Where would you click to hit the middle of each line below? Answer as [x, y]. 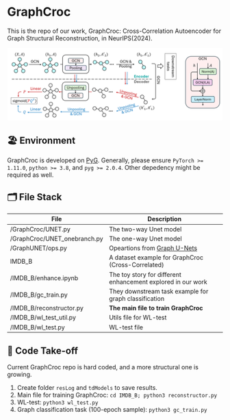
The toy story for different [145, 274]
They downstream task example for [159, 291]
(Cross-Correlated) [137, 265]
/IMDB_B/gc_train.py [39, 295]
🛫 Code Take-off [43, 350]
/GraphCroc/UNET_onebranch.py [57, 238]
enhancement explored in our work [158, 282]
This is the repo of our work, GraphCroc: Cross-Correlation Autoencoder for [114, 31]
